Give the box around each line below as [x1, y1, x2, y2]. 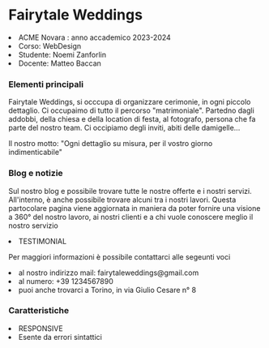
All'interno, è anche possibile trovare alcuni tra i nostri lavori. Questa [8, 195, 237, 204]
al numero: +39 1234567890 [19, 276, 113, 286]
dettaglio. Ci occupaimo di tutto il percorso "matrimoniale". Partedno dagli [8, 105, 255, 115]
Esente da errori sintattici [19, 332, 103, 342]
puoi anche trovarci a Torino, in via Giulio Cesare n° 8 [19, 285, 197, 294]
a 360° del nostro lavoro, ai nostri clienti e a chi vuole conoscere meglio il [8, 212, 254, 221]
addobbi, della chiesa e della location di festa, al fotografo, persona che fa [8, 114, 256, 124]
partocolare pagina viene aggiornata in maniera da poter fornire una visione [8, 203, 261, 213]
